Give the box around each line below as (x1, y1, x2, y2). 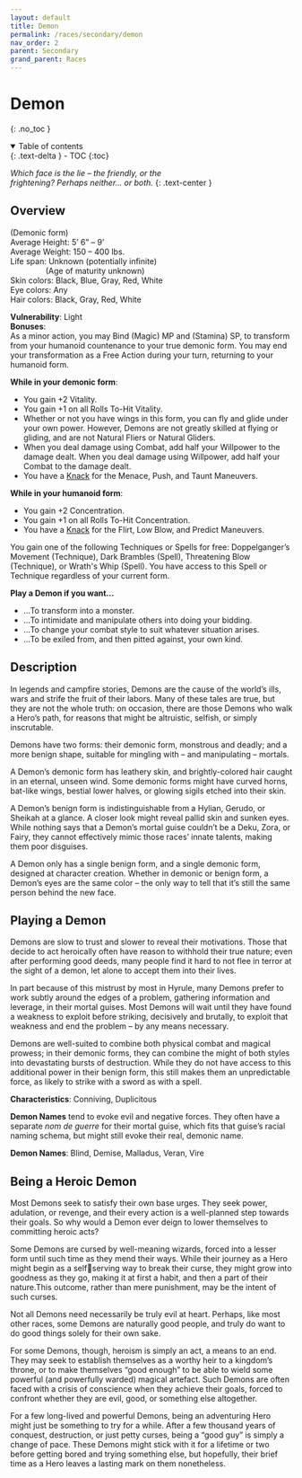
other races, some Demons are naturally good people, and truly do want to (10, 1318, 286, 1330)
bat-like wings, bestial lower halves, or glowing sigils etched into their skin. (10, 785, 286, 796)
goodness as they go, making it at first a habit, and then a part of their (10, 1272, 268, 1283)
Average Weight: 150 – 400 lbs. (10, 246, 125, 257)
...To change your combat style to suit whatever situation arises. (22, 624, 260, 634)
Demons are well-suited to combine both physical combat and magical (10, 1039, 272, 1049)
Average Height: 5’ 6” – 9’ (10, 236, 105, 247)
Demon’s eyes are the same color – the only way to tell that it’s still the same (10, 877, 290, 888)
